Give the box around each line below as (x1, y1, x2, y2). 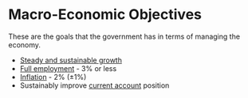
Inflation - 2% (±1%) (19, 72, 87, 81)
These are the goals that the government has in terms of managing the (8, 32, 241, 41)
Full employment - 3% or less (19, 63, 117, 73)
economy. (8, 40, 41, 49)
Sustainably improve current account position (19, 81, 170, 90)
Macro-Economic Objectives (8, 6, 202, 24)
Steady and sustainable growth (19, 55, 122, 65)
